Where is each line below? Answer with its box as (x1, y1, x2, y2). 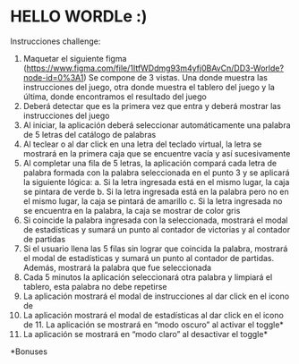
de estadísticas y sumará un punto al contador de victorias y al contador (22, 224, 290, 234)
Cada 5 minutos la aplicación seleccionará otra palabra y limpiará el (22, 271, 273, 283)
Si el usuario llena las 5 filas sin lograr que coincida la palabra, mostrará (22, 243, 288, 254)
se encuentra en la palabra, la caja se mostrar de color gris (22, 205, 241, 216)
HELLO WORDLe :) (10, 6, 148, 27)
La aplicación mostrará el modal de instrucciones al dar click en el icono (22, 291, 290, 301)
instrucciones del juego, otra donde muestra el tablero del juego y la (22, 81, 276, 92)
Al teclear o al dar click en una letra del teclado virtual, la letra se (22, 139, 262, 149)
